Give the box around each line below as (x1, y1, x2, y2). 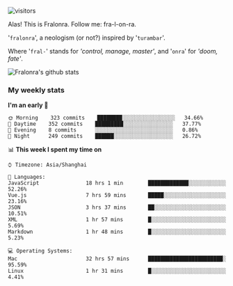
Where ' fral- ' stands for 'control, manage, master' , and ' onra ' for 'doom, (8, 47, 218, 55)
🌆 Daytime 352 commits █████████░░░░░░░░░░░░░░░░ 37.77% (8, 120, 201, 128)
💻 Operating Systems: (8, 248, 73, 255)
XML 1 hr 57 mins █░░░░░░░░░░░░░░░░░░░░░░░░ (8, 216, 227, 223)
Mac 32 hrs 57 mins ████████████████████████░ (8, 255, 227, 262)
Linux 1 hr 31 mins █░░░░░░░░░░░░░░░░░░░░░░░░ (8, 268, 227, 275)
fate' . (8, 54, 23, 63)
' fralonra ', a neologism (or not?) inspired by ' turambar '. (8, 33, 166, 42)
